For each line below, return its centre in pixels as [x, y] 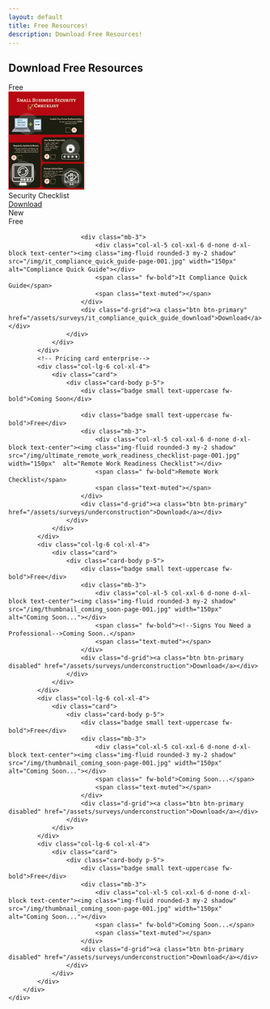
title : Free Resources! [49, 25]
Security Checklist [39, 196]
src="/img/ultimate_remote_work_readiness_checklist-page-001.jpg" [124, 456]
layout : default [36, 17]
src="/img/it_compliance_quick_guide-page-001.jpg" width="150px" [122, 262]
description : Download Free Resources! [76, 34]
